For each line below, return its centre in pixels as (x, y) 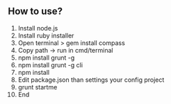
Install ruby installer (46, 35)
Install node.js (38, 28)
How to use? (35, 11)
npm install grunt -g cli (50, 64)
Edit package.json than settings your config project (91, 80)
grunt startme (38, 87)
